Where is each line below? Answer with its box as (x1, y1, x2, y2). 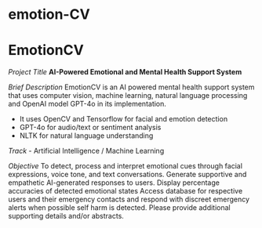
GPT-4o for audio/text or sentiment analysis (19, 123, 162, 132)
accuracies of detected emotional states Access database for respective (8, 186, 243, 196)
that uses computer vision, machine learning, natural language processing (8, 91, 248, 100)
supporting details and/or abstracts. (8, 212, 124, 221)
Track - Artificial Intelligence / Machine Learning (8, 147, 165, 156)
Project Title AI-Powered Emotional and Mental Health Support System (8, 67, 242, 77)
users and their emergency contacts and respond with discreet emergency (8, 194, 249, 204)
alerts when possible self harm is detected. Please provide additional (8, 203, 231, 212)
